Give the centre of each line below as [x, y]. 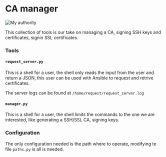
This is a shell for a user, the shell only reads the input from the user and [79, 72]
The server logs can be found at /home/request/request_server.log [74, 93]
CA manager [32, 9]
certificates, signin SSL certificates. [42, 37]
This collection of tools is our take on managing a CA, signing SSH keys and [83, 32]
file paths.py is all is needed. [34, 149]
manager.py [16, 104]
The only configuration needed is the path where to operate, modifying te [81, 143]
